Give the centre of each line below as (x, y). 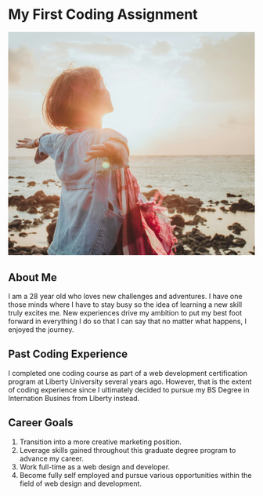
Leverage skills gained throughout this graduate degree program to (128, 450)
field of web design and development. (81, 483)
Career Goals (41, 423)
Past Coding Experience (68, 354)
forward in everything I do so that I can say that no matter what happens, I (127, 321)
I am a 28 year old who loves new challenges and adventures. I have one (125, 297)
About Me (32, 277)
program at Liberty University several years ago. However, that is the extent (130, 381)
